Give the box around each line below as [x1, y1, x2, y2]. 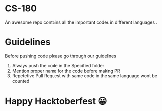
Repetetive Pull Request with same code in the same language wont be [12, 73, 158, 79]
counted [12, 78, 30, 84]
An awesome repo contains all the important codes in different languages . [5, 19, 158, 25]
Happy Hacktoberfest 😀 [5, 96, 107, 107]
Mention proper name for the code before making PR [12, 68, 120, 74]
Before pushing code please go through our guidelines [5, 53, 116, 59]
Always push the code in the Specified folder [12, 62, 105, 68]
